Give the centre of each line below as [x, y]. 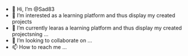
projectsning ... [30, 34]
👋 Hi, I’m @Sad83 [33, 9]
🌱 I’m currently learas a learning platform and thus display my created [97, 28]
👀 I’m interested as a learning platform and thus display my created [93, 15]
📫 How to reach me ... [39, 47]
